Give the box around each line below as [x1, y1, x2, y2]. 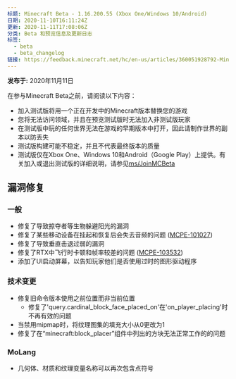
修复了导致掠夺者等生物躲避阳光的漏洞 [17, 222, 129, 230]
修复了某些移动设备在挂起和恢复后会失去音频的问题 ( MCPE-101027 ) [17, 230, 213, 240]
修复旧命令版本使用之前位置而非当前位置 [17, 294, 135, 302]
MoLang [7, 347, 37, 356]
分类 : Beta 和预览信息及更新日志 [7, 30, 93, 37]
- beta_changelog [13, 50, 65, 57]
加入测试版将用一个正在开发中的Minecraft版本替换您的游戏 [17, 106, 188, 115]
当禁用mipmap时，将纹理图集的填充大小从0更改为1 [17, 320, 166, 328]
